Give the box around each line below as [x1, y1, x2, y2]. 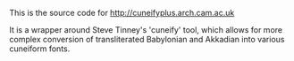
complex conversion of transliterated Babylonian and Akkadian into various [9, 34, 285, 44]
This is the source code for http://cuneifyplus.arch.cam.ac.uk [9, 8, 235, 18]
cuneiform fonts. [9, 43, 71, 54]
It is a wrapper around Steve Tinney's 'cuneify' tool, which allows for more [9, 25, 283, 34]
